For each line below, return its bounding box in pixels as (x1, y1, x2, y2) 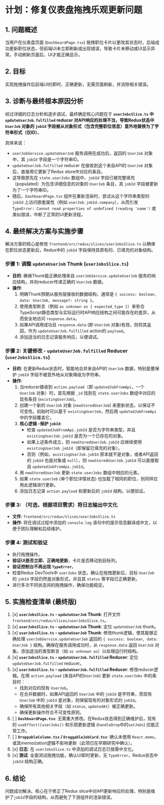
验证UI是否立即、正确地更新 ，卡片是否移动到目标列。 (12, 557, 120, 563)
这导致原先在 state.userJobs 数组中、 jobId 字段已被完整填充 (12, 174, 135, 180)
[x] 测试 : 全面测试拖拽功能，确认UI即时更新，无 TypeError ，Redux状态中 (12, 753, 158, 758)
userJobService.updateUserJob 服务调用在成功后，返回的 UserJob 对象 (12, 150, 153, 156)
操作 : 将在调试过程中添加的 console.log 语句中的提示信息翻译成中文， (12, 520, 153, 526)
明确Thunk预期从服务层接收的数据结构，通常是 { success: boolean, (19, 291, 157, 297)
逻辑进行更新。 (28, 482, 59, 488)
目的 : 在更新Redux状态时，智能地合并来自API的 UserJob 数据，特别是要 (12, 366, 155, 371)
